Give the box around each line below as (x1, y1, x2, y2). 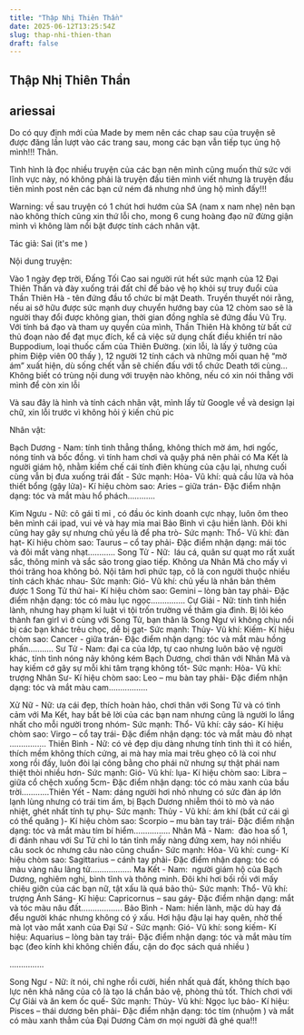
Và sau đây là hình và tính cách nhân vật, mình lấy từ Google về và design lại (9, 397, 295, 408)
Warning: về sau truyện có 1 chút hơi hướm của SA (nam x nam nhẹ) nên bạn (9, 201, 296, 212)
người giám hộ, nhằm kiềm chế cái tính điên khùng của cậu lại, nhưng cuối (9, 461, 288, 473)
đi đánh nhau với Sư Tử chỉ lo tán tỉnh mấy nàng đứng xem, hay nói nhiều (9, 835, 281, 846)
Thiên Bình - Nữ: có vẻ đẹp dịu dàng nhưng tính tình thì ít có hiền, (48, 739, 293, 749)
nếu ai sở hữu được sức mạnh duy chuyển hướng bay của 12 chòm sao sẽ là (9, 302, 293, 314)
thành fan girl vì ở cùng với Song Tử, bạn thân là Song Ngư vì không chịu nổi (9, 615, 294, 626)
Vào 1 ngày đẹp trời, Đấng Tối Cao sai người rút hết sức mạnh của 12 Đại (9, 274, 279, 285)
